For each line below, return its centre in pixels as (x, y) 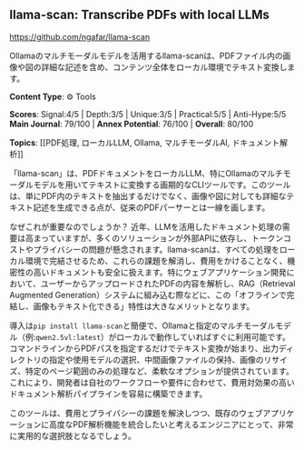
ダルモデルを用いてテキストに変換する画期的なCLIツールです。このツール (154, 185)
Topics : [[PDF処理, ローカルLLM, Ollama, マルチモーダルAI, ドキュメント (145, 142)
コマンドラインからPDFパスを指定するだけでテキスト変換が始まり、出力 (144, 348)
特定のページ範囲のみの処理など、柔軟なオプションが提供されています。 (160, 371)
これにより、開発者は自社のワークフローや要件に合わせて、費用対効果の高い (152, 382)
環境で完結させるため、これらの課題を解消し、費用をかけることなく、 (156, 260)
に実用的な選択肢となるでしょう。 (73, 435)
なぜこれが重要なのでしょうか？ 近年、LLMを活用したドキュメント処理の (146, 226)
